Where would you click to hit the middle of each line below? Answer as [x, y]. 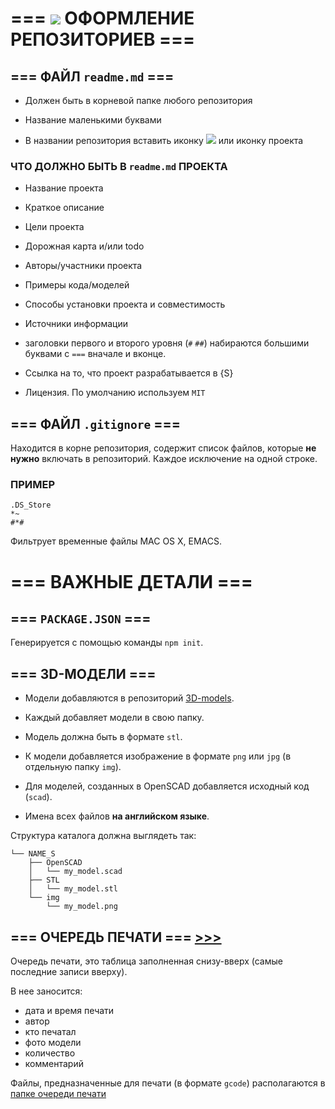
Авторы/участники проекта [83, 266]
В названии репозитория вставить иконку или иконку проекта [164, 140]
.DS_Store [31, 505]
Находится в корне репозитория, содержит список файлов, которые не [163, 448]
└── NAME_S [33, 854]
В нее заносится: [46, 991]
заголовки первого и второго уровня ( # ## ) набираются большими [167, 343]
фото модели [53, 1043]
